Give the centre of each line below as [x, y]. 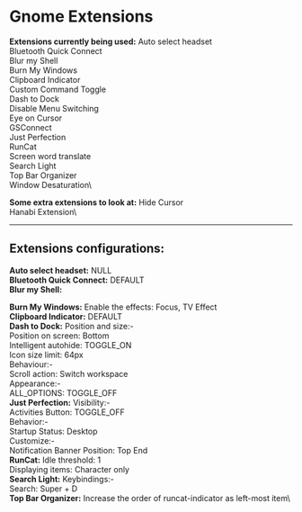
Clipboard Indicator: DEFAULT [66, 316]
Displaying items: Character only [70, 469]
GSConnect [31, 127]
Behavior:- [29, 421]
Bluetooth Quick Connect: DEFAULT [77, 280]
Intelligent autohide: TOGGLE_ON [71, 345]
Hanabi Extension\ [43, 211]
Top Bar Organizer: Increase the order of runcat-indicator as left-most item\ [150, 498]
